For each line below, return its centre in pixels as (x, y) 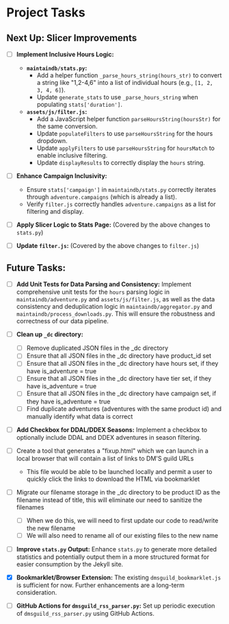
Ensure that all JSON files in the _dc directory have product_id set (119, 356)
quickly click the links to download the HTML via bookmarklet (113, 479)
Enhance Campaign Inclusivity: (62, 176)
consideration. (37, 592)
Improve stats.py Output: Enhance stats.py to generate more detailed (116, 549)
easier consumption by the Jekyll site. (70, 564)
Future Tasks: (36, 267)
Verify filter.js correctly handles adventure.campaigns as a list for (121, 204)
